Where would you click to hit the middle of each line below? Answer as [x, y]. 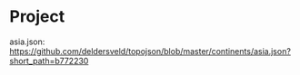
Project [37, 17]
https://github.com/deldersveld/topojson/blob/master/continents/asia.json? [150, 51]
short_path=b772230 [49, 61]
